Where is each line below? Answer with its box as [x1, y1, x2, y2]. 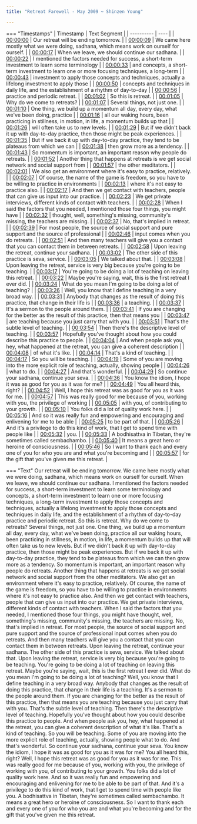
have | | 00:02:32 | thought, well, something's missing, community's [6, 211, 171, 219]
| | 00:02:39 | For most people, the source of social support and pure [6, 224, 173, 231]
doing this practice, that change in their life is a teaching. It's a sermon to [6, 686, 183, 693]
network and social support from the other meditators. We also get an [6, 573, 175, 580]
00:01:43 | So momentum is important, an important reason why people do [6, 148, 187, 156]
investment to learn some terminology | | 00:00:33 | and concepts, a [6, 61, 172, 68]
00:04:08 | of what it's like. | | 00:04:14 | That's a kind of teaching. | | [6, 349, 173, 356]
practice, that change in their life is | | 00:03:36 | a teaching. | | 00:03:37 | [6, 299, 185, 306]
